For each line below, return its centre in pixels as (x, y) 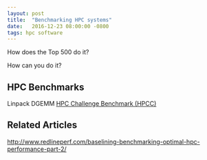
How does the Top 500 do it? (48, 52)
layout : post (26, 13)
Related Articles (42, 125)
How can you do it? (34, 65)
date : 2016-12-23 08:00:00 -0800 (58, 26)
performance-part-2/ (37, 149)
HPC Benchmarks (46, 87)
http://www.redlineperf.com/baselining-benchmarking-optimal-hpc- (104, 141)
